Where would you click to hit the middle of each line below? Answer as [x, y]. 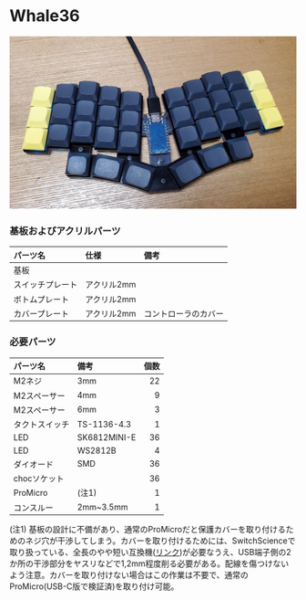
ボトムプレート [41, 299]
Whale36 [45, 16]
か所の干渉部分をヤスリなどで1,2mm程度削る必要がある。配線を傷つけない [149, 563]
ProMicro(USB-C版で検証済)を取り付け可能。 [94, 586]
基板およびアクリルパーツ [65, 231]
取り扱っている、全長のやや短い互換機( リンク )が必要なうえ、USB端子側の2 [150, 553]
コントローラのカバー [184, 313]
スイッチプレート [45, 285]
